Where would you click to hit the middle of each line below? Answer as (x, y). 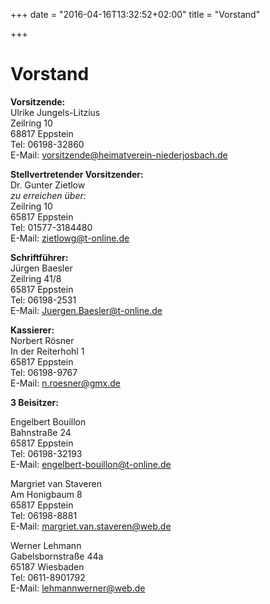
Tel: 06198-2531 (43, 300)
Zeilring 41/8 (36, 278)
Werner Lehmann (46, 545)
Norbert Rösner (42, 340)
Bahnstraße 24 (41, 432)
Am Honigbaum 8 (46, 494)
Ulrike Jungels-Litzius (55, 112)
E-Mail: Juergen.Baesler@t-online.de (86, 310)
